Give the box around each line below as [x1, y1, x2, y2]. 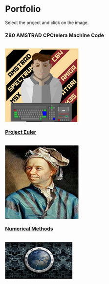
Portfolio [5, 3, 41, 15]
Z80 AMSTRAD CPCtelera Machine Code [5, 32, 104, 39]
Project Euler [5, 129, 37, 136]
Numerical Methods [5, 225, 53, 232]
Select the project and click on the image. [5, 20, 89, 25]
